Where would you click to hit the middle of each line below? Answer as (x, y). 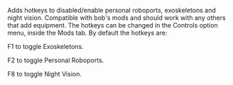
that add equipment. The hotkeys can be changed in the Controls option (113, 25)
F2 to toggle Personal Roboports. (56, 60)
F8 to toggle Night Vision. (44, 74)
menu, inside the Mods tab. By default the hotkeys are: (87, 33)
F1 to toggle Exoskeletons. (45, 46)
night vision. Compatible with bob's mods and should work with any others (116, 18)
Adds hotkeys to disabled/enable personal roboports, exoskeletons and (112, 10)
